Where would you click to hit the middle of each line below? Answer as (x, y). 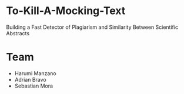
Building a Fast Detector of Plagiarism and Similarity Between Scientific (92, 27)
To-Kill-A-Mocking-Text (66, 11)
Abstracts (18, 33)
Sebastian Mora (34, 86)
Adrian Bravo (30, 79)
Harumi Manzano (36, 73)
